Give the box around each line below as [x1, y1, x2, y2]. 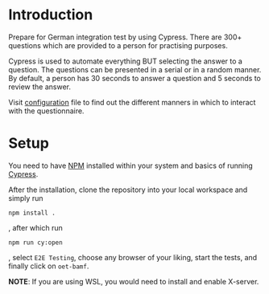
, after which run [8, 223, 63, 232]
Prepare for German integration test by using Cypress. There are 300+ [8, 32, 242, 42]
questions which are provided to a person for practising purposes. [8, 40, 228, 50]
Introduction [8, 6, 93, 24]
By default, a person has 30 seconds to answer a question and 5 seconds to [8, 73, 262, 83]
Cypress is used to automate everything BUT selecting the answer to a [8, 56, 243, 66]
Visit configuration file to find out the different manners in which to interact [8, 97, 256, 107]
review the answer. [8, 82, 71, 92]
